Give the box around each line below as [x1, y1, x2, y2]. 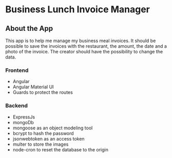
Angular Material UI [12, 84, 54, 90]
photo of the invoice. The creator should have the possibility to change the [5, 49, 163, 54]
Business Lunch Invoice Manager [5, 4, 150, 15]
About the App [5, 24, 53, 33]
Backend [5, 102, 28, 109]
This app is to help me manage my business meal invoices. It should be [5, 37, 156, 44]
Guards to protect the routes [12, 89, 73, 95]
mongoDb [12, 119, 34, 125]
